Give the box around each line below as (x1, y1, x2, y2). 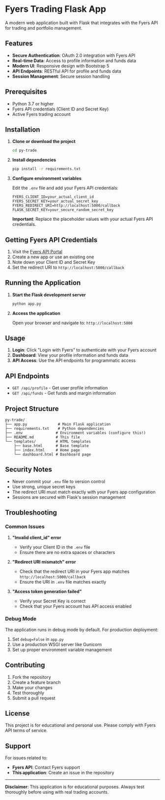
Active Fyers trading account (12, 111, 71, 117)
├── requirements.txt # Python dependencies (5, 426, 105, 431)
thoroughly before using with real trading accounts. (5, 789, 109, 795)
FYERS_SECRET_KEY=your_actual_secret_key (12, 199, 98, 204)
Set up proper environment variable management (12, 647, 112, 653)
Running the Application (5, 278, 81, 287)
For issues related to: (5, 755, 48, 761)
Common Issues (5, 523, 45, 530)
